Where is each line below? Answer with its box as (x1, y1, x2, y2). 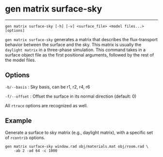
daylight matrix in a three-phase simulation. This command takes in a (5, 47, 146, 53)
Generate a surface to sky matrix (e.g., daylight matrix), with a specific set (5, 129, 153, 135)
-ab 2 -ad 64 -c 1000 (14, 148, 57, 153)
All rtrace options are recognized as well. (5, 102, 88, 108)
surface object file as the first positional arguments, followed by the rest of (5, 52, 154, 57)
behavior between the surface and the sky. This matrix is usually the (5, 42, 142, 47)
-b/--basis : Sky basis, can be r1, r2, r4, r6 (5, 84, 91, 90)
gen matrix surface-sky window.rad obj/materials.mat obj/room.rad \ (5, 144, 149, 149)
